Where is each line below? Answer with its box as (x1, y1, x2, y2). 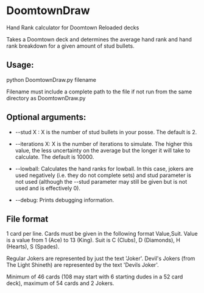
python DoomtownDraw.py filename (6, 76, 96, 83)
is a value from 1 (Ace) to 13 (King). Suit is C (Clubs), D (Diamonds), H (6, 236, 181, 244)
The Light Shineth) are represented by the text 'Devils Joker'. (6, 261, 160, 269)
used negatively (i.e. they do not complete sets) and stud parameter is (15, 172, 192, 179)
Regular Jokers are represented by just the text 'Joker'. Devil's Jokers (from (6, 255, 195, 262)
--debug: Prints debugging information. (15, 196, 114, 203)
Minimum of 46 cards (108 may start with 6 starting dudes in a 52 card (6, 273, 183, 281)
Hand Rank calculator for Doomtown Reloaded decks (6, 24, 139, 31)
